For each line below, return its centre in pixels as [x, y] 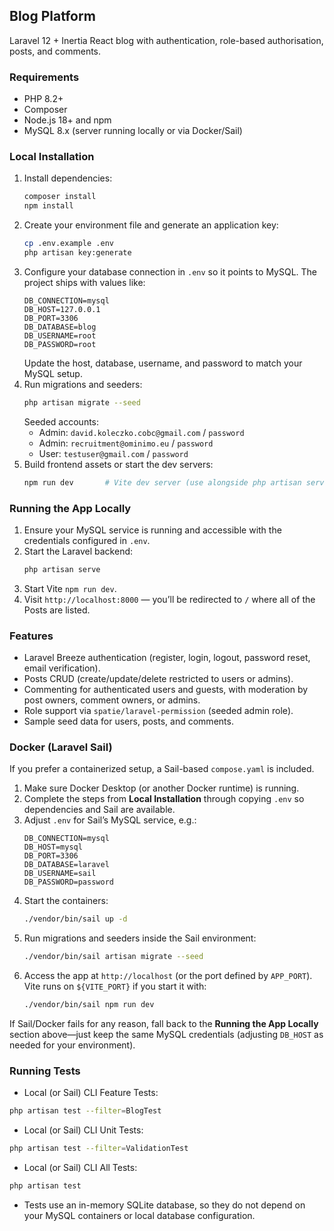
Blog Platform [52, 16]
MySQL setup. [53, 373]
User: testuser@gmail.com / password [113, 453]
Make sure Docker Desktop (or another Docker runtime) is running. [161, 788]
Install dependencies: [68, 178]
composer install [60, 197]
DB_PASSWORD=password [68, 882]
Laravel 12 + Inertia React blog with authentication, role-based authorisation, [166, 40]
